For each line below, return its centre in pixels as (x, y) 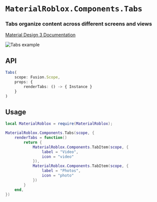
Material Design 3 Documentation (41, 35)
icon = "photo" (58, 176)
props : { (24, 82)
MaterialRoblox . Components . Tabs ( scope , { (50, 133)
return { (33, 142)
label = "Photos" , (61, 171)
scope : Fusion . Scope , (37, 77)
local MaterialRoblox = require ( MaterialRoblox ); (59, 124)
